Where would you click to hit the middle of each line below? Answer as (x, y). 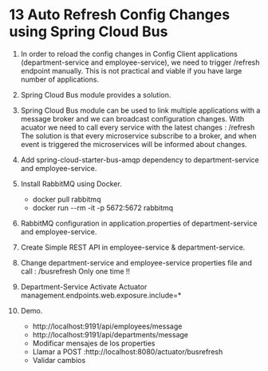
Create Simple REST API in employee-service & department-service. (133, 247)
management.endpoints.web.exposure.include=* (101, 295)
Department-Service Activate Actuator (84, 286)
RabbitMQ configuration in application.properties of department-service (139, 223)
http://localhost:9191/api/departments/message (110, 334)
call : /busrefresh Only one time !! (75, 271)
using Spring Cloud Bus (89, 32)
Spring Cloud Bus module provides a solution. (96, 94)
